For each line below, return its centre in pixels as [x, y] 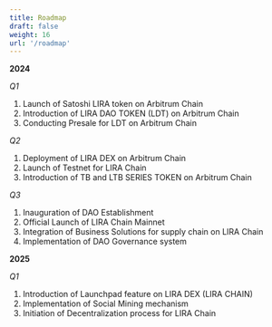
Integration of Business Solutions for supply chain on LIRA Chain [143, 232]
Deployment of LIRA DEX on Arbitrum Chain [104, 159]
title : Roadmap [38, 18]
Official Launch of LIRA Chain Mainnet [93, 222]
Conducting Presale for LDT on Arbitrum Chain [110, 123]
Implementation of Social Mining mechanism [105, 303]
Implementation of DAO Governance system [105, 242]
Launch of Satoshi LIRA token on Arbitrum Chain [113, 104]
